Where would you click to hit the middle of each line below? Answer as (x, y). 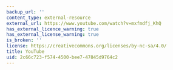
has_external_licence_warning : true (53, 29)
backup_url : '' (25, 12)
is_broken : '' (24, 40)
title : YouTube (25, 52)
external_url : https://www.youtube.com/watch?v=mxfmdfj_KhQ (84, 23)
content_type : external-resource (49, 18)
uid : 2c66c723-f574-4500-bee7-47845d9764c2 (62, 57)
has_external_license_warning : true (53, 35)
